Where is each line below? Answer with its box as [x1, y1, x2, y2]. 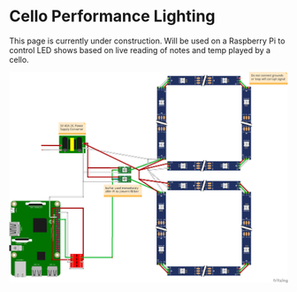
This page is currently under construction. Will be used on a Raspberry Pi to [9, 35, 286, 46]
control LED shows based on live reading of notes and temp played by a [9, 44, 271, 55]
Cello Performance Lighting [9, 6, 216, 27]
